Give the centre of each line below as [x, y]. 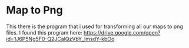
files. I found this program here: [44, 32]
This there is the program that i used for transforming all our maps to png [95, 26]
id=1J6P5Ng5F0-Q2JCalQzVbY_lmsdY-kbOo [60, 39]
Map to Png [34, 10]
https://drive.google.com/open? [122, 32]
